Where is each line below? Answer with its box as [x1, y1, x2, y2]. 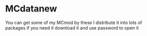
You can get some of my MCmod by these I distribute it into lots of [5, 19, 142, 25]
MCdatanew [5, 3, 57, 14]
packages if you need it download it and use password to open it [5, 24, 139, 30]
